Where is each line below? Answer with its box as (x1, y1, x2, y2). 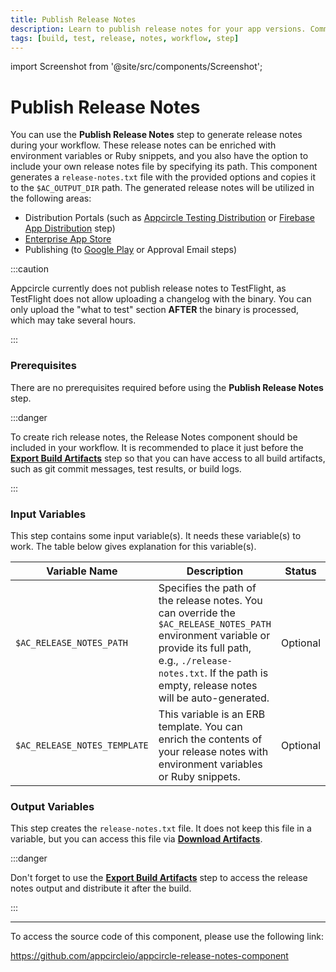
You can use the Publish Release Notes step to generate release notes (10, 129, 303, 141)
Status (284, 564, 317, 578)
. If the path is (204, 666, 269, 680)
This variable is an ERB (158, 707, 266, 721)
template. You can (158, 719, 243, 733)
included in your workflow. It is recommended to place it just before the (10, 441, 304, 453)
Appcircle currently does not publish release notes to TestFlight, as (10, 282, 287, 295)
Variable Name (46, 564, 118, 578)
